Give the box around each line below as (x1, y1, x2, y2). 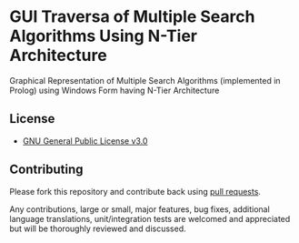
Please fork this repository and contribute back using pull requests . (9, 186, 262, 197)
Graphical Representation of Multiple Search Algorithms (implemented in (9, 75, 281, 86)
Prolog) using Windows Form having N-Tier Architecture (9, 85, 220, 96)
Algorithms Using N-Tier (9, 25, 198, 46)
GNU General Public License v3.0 (22, 135, 148, 147)
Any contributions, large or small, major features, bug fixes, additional (9, 203, 270, 215)
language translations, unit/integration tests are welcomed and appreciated (9, 213, 291, 224)
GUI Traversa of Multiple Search (9, 6, 255, 27)
